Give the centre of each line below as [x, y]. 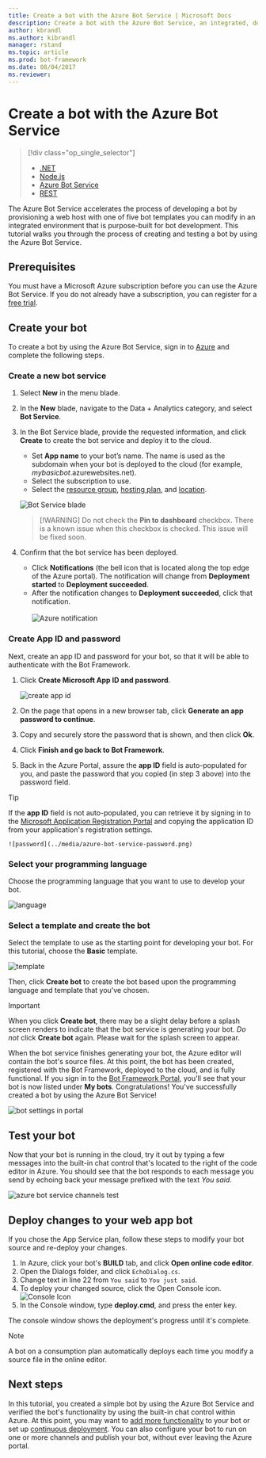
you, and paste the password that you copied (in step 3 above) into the [135, 773]
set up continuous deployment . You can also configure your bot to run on [127, 1429]
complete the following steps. [57, 355]
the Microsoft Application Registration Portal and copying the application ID [131, 821]
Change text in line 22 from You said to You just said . [108, 1280]
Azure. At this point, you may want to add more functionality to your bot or [129, 1420]
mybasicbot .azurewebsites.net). [84, 473]
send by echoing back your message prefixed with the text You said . [120, 1180]
